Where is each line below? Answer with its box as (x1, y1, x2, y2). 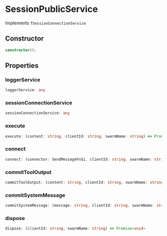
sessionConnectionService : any (5, 111, 70, 116)
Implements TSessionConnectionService (5, 20, 86, 26)
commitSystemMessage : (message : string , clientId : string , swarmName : (5, 203, 155, 208)
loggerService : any (5, 88, 46, 93)
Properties (5, 61, 39, 70)
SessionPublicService (5, 3, 98, 15)
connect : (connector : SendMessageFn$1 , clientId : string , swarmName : (5, 157, 153, 162)
